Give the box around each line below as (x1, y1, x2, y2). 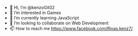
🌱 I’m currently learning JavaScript (9, 15, 79, 20)
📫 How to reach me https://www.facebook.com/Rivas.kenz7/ (9, 26, 133, 31)
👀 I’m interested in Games (9, 10, 61, 16)
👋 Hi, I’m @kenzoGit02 (9, 5, 55, 10)
